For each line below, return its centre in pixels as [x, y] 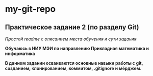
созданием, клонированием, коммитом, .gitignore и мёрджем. [73, 68]
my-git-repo [30, 9]
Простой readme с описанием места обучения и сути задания [71, 39]
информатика [20, 53]
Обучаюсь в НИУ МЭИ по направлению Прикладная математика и [77, 48]
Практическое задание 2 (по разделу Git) [72, 27]
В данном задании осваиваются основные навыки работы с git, [74, 63]
